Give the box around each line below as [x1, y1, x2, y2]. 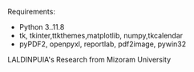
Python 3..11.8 [18, 22, 65, 31]
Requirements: [7, 7, 55, 16]
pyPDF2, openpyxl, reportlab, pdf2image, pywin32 [18, 39, 187, 49]
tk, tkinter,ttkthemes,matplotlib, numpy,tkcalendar [18, 31, 184, 40]
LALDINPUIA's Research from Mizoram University [7, 55, 172, 64]
